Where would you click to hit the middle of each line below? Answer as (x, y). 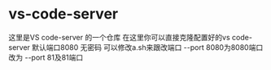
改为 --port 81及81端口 (46, 57)
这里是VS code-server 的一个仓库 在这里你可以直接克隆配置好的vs (119, 37)
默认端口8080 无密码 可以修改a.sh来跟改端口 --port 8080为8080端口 (148, 47)
